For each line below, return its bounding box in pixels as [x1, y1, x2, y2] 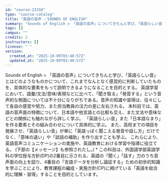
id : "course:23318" [5, 7, 46, 12]
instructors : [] [5, 40, 39, 45]
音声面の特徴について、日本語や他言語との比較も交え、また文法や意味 [13, 110, 158, 116]
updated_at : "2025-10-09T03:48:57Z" [9, 58, 85, 63]
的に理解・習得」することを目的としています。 [5, 172, 101, 178]
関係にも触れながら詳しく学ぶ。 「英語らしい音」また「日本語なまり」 [18, 116, 161, 121]
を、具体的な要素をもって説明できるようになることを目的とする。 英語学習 [5, 85, 159, 91]
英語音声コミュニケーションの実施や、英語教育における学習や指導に [5, 140, 145, 146]
